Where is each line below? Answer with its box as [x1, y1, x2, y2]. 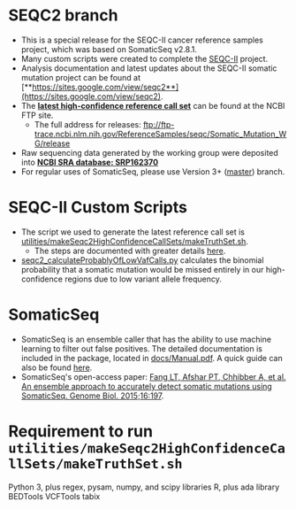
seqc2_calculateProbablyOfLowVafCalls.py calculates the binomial [20, 254, 264, 266]
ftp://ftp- [143, 119, 175, 129]
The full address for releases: [34, 119, 142, 129]
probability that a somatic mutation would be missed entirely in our [20, 264, 264, 274]
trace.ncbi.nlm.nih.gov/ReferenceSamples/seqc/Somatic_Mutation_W [34, 128, 287, 139]
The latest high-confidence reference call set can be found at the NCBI [20, 100, 285, 111]
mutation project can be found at [20, 72, 141, 82]
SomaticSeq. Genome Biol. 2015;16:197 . [20, 390, 164, 401]
